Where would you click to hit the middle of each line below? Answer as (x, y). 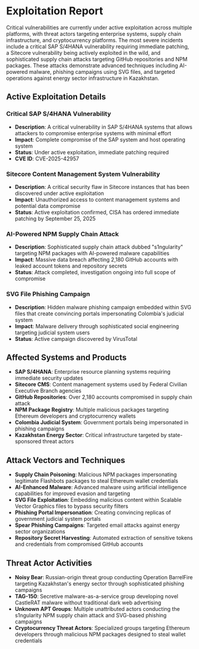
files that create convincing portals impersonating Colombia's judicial (99, 313)
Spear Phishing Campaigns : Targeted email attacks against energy (97, 525)
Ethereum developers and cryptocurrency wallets (75, 416)
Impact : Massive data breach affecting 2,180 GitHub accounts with (96, 260)
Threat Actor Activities (49, 563)
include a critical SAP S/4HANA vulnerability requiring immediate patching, (98, 46)
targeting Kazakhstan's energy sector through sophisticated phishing (99, 583)
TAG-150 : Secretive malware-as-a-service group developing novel (96, 596)
